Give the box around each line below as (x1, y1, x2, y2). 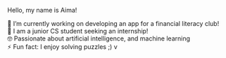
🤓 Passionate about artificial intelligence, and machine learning (7, 34, 191, 43)
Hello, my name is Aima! (7, 6, 77, 14)
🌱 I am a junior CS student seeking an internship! (7, 27, 149, 35)
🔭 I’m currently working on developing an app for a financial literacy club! (7, 20, 220, 27)
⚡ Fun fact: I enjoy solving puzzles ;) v (7, 43, 118, 51)
